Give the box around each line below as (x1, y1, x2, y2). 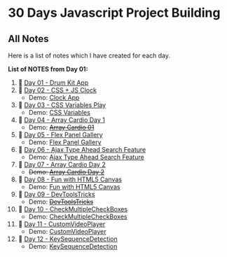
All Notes (8, 33, 49, 45)
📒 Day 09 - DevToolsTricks (18, 190, 95, 198)
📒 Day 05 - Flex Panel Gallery (18, 131, 104, 139)
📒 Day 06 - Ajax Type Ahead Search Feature (18, 146, 146, 153)
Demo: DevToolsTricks (28, 197, 94, 206)
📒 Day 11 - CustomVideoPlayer (18, 220, 106, 228)
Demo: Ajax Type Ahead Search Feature (28, 153, 144, 161)
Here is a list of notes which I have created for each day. (8, 51, 171, 60)
